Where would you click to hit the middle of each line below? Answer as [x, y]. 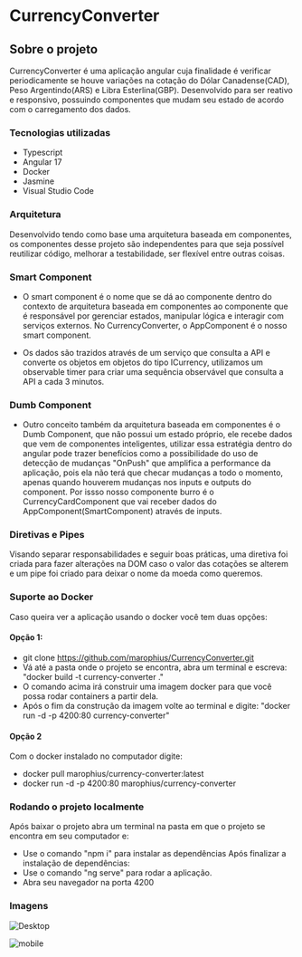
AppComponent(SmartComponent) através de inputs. [122, 512]
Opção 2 [26, 736]
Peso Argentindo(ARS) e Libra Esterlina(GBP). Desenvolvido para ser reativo [151, 90]
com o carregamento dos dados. [70, 109]
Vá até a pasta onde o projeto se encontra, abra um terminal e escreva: [155, 667]
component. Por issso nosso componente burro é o [118, 492]
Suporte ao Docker [52, 597]
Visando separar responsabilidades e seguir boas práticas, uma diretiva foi [149, 554]
